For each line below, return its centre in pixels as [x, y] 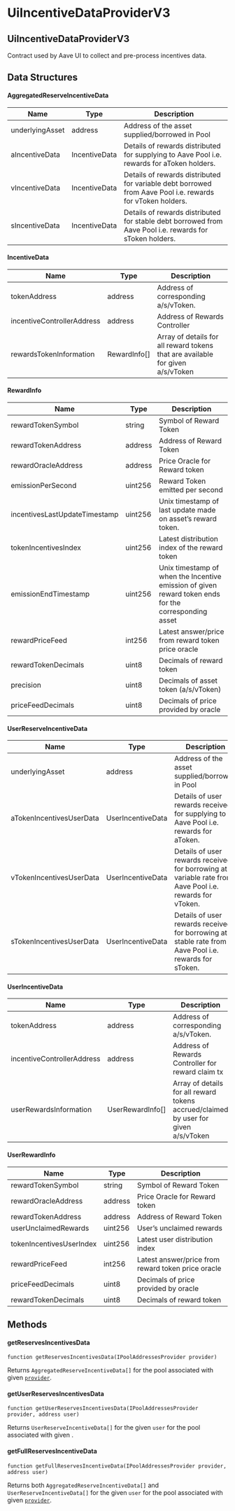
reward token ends [189, 594]
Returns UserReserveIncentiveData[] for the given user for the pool [104, 1428]
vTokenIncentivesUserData [55, 878]
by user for [191, 1118]
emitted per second [191, 490]
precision [26, 685]
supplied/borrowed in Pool [167, 134]
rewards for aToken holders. [169, 163]
